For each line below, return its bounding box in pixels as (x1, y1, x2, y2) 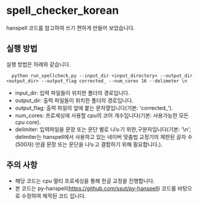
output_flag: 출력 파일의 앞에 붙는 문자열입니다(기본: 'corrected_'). (14, 104, 173, 111)
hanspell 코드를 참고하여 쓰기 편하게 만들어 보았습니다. (6, 24, 135, 31)
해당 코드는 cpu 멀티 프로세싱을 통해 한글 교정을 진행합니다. (14, 177, 155, 184)
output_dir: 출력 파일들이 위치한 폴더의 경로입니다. (14, 97, 134, 104)
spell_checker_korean (6, 4, 119, 17)
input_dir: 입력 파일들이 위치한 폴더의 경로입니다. (14, 89, 130, 96)
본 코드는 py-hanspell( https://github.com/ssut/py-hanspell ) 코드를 (14, 185, 177, 192)
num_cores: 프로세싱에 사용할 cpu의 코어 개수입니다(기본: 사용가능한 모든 (14, 112, 189, 119)
